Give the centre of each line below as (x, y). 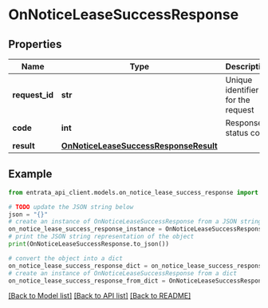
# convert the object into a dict (66, 258)
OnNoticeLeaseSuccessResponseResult (139, 146)
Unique (239, 80)
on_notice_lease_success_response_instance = (85, 229)
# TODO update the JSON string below (71, 207)
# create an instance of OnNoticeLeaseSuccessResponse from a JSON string (135, 222)
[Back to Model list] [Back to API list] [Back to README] (100, 296)
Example (30, 174)
